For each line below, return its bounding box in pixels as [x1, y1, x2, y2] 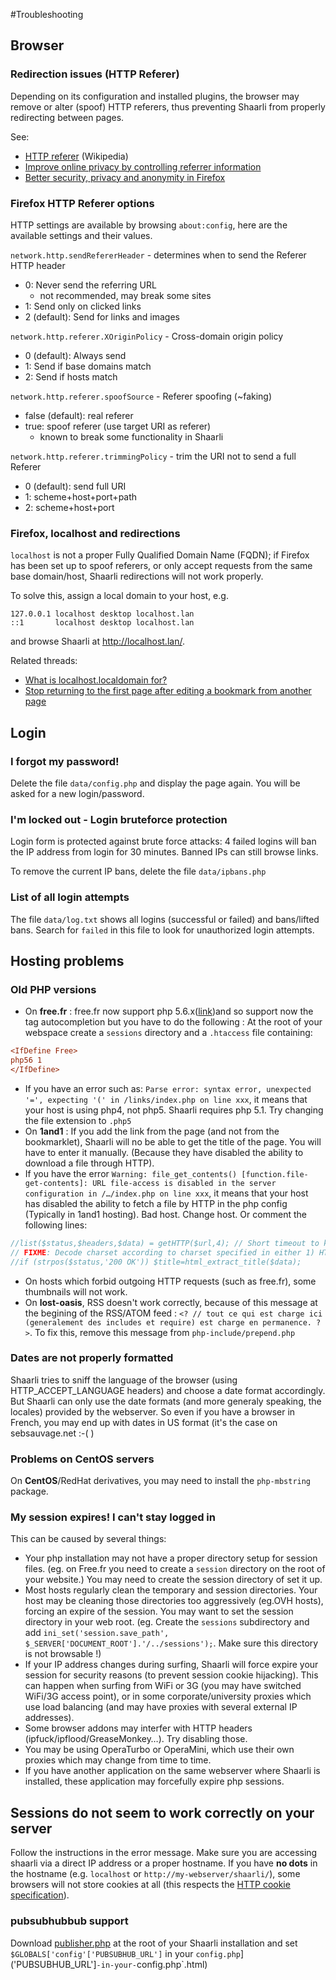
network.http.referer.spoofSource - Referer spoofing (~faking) [10, 390, 273, 402]
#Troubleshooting [10, 9, 84, 20]
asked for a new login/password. [10, 787, 145, 799]
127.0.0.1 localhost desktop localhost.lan [10, 609, 195, 619]
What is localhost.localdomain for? [24, 674, 168, 686]
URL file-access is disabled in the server [92, 1178, 277, 1188]
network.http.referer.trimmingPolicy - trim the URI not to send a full [10, 450, 297, 462]
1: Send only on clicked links [24, 300, 142, 312]
